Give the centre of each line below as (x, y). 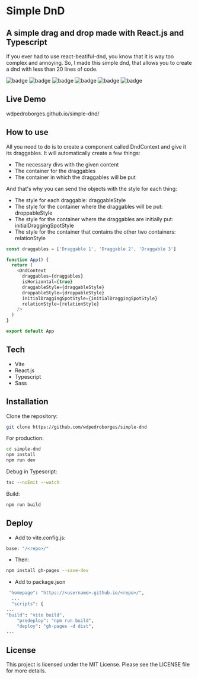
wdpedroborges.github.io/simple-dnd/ (53, 114)
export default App (30, 331)
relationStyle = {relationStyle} (60, 304)
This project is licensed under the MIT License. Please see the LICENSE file (98, 665)
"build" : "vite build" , (36, 615)
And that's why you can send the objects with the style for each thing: (92, 188)
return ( (22, 265)
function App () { (28, 260)
